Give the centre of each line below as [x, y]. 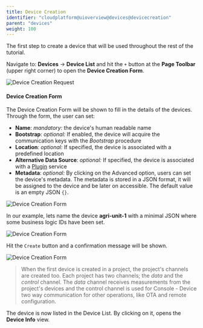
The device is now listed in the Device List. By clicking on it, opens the [94, 313]
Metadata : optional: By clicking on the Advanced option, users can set [103, 173]
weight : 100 [21, 29]
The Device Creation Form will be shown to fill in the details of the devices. [99, 110]
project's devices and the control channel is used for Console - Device [109, 289]
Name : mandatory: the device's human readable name [83, 128]
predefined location [40, 154]
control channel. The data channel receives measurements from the [106, 282]
